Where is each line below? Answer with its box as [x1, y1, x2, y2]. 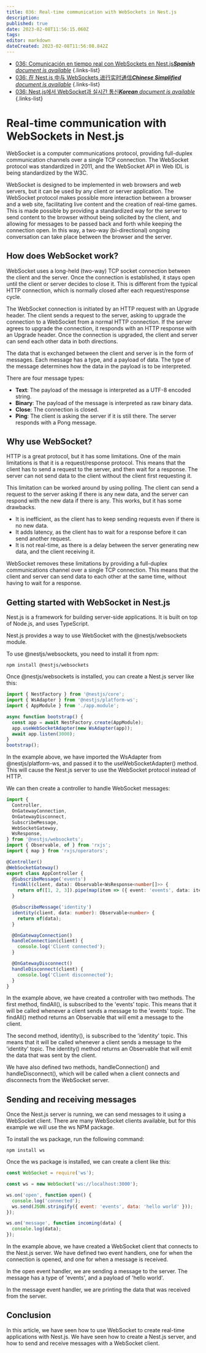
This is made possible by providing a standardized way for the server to [6, 207, 188, 214]
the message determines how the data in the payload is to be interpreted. [6, 362, 192, 370]
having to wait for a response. [6, 580, 82, 587]
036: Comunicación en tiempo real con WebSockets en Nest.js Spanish [15, 59, 195, 67]
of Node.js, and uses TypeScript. [6, 620, 90, 627]
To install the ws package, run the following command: [6, 1135, 145, 1143]
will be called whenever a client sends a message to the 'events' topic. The [6, 1007, 196, 1015]
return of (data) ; [17, 915, 62, 922]
